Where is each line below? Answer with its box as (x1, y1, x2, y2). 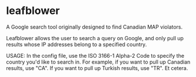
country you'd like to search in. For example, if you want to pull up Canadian (6, 58, 191, 65)
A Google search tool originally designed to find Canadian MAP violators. (6, 23, 183, 30)
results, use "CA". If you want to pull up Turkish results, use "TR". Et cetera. (6, 64, 188, 71)
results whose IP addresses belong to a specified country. (6, 41, 147, 48)
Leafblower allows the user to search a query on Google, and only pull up (6, 34, 184, 41)
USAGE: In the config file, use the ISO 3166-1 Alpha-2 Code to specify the (6, 52, 184, 59)
